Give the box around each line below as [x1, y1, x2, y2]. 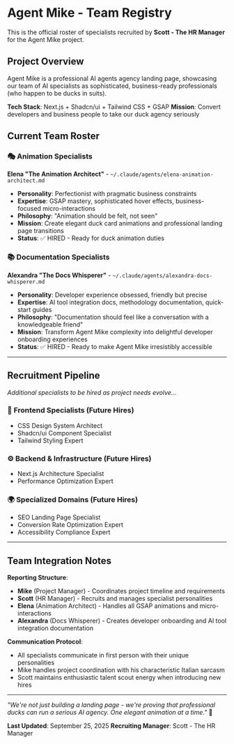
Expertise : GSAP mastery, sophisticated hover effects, [17, 197, 174, 205]
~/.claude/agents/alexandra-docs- [112, 272, 213, 279]
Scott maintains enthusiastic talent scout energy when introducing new [17, 674, 221, 682]
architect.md [7, 177, 45, 184]
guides [32, 305, 52, 313]
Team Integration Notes [7, 555, 112, 567]
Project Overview [7, 56, 84, 68]
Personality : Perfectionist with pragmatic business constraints [17, 190, 197, 198]
